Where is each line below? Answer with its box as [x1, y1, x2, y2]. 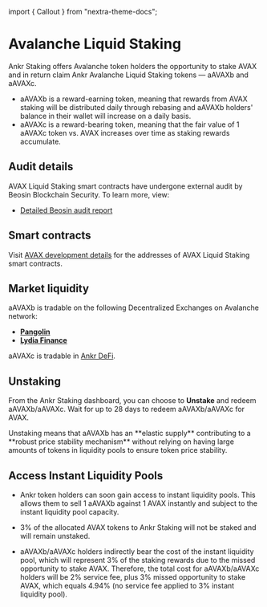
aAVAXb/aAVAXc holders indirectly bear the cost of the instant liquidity [19, 547, 254, 556]
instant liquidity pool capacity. [19, 507, 119, 516]
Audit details [8, 160, 74, 173]
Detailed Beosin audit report [19, 205, 113, 215]
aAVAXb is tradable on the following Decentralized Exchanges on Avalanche [8, 303, 259, 312]
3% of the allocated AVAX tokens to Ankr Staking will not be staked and [19, 523, 257, 532]
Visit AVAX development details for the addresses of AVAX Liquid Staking [8, 250, 250, 259]
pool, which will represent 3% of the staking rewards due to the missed [19, 556, 256, 564]
